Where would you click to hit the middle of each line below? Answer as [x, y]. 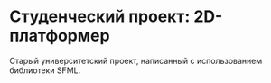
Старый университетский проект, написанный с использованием [136, 60]
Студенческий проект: [100, 17]
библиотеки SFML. [45, 70]
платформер [60, 36]
